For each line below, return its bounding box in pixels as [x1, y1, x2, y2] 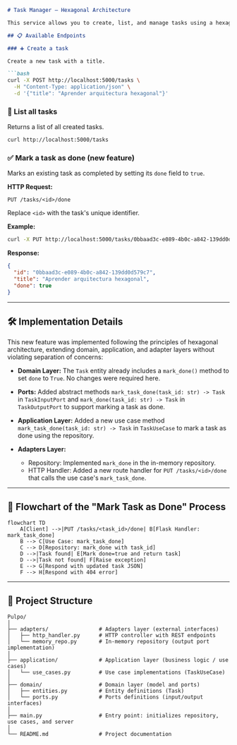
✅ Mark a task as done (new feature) [7, 152, 135, 162]
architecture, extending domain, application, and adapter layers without [7, 346, 215, 354]
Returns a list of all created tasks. [7, 123, 104, 131]
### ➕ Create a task [7, 44, 68, 52]
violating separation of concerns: [7, 353, 104, 361]
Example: [7, 222, 36, 231]
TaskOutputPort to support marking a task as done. [17, 403, 166, 411]
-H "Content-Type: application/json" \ [13, 83, 131, 91]
